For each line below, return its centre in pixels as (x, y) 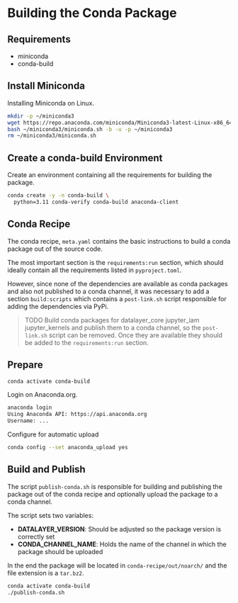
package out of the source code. (55, 249)
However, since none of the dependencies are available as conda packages (118, 283)
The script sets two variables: (51, 515)
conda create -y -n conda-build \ (58, 196)
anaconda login (30, 408)
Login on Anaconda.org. (42, 395)
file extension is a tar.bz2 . (46, 573)
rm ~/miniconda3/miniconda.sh (52, 136)
